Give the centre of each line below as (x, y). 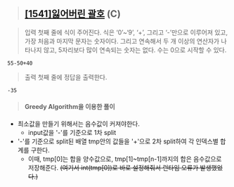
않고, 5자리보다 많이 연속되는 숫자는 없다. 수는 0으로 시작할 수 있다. (135, 50)
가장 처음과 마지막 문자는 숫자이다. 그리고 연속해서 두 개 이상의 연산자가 (122, 41)
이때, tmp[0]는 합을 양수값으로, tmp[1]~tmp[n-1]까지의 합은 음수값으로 (125, 159)
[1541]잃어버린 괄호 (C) (72, 14)
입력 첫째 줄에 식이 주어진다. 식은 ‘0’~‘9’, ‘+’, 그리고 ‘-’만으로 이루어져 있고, (126, 32)
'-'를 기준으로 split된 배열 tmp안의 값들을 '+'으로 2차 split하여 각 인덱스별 (118, 141)
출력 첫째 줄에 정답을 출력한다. (66, 77)
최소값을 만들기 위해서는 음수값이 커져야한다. (79, 124)
